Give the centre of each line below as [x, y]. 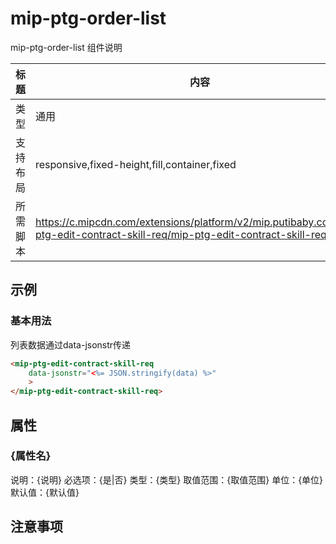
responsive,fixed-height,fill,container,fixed [136, 164]
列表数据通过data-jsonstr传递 [71, 344]
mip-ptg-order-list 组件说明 [66, 47]
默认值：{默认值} [45, 492]
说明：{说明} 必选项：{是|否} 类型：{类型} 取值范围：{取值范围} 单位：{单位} [167, 479]
